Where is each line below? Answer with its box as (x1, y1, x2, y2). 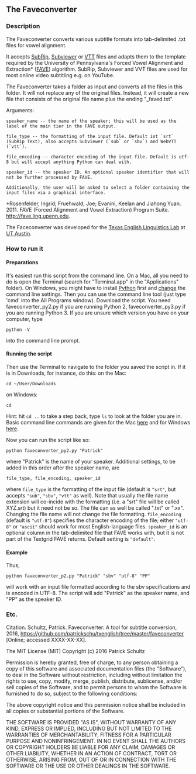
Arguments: (6, 106, 35, 113)
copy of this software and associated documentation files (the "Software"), (6, 665, 187, 672)
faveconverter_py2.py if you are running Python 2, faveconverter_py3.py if (6, 303, 186, 310)
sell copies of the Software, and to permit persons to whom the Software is (6, 683, 187, 690)
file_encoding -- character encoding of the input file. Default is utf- (6, 154, 190, 160)
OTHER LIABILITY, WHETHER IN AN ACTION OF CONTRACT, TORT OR (6, 749, 177, 756)
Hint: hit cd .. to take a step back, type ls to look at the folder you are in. (6, 413, 183, 420)
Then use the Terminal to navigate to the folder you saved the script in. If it (6, 364, 186, 371)
